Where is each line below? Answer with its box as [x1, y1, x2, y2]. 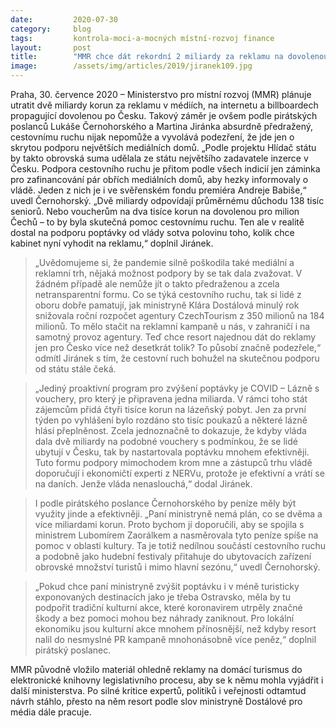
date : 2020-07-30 [10, 14, 118, 25]
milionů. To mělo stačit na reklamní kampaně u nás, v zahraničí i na [34, 321, 311, 332]
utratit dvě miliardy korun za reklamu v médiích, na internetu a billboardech [10, 99, 319, 111]
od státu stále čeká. [34, 363, 117, 375]
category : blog [10, 24, 92, 34]
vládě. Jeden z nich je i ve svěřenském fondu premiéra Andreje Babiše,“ [10, 184, 307, 196]
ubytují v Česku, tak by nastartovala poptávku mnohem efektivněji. [34, 446, 310, 458]
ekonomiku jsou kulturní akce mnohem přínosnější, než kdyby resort [34, 623, 317, 635]
